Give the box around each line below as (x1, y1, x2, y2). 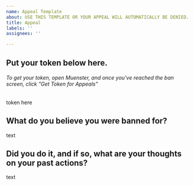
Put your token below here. (6, 57, 108, 68)
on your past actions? (6, 158, 88, 168)
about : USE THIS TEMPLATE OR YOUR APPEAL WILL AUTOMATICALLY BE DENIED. (6, 14, 189, 20)
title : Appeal (6, 20, 41, 25)
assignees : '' (6, 31, 41, 37)
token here (6, 99, 33, 106)
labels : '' (6, 25, 33, 31)
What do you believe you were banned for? (6, 116, 167, 126)
